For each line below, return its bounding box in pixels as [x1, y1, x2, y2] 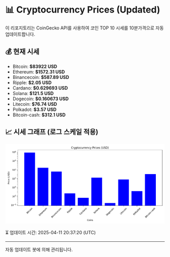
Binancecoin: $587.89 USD [12, 74, 69, 80]
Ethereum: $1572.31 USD [12, 69, 65, 75]
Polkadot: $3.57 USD [12, 106, 57, 112]
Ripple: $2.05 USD [12, 79, 52, 85]
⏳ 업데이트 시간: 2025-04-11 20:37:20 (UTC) [5, 229, 96, 235]
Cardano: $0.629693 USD [12, 84, 68, 91]
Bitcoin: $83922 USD [12, 63, 57, 69]
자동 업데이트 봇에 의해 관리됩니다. [5, 246, 73, 252]
